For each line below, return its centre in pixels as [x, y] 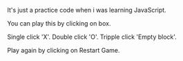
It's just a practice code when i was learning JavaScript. [87, 10]
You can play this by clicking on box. [59, 23]
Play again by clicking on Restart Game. [64, 50]
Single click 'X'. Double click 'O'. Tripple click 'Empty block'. [92, 37]
